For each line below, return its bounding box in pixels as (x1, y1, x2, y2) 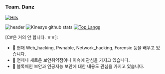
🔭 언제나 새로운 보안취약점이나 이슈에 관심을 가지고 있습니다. (12, 57, 130, 63)
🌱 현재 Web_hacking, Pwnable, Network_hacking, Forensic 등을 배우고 (12, 45, 155, 51)
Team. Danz (5, 3, 35, 10)
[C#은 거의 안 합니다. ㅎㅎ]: (5, 35, 58, 40)
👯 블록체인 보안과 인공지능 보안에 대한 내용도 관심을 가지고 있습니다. (12, 63, 145, 70)
